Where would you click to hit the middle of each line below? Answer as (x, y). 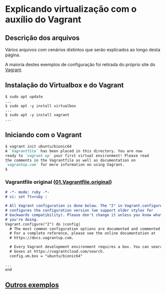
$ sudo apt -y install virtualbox (41, 106)
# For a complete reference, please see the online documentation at (83, 233)
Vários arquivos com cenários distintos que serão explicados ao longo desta (83, 50)
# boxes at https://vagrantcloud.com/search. (57, 252)
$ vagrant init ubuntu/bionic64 (38, 146)
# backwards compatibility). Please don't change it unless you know (78, 215)
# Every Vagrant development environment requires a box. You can (79, 247)
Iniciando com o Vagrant (43, 135)
